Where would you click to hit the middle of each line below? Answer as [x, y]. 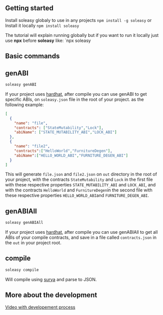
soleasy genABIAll [24, 223]
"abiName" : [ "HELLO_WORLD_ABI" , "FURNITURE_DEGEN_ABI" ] [71, 156]
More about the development [51, 295]
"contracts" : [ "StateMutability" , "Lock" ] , [59, 128]
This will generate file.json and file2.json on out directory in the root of [81, 174]
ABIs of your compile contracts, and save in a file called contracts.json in [81, 237]
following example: [24, 105]
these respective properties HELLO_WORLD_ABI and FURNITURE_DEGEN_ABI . [77, 195]
